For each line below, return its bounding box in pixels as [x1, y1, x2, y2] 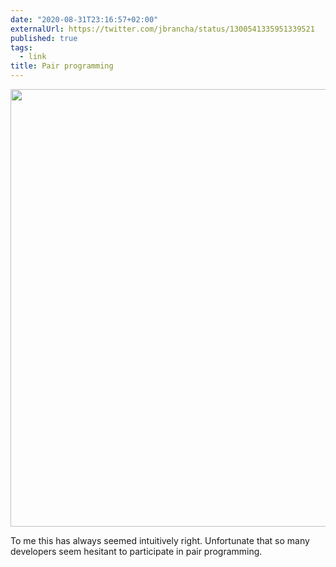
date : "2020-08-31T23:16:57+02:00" [10, 14, 159, 25]
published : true [10, 33, 78, 43]
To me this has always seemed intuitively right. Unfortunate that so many [10, 535, 310, 546]
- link [19, 52, 47, 62]
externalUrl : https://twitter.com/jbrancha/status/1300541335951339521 [10, 24, 315, 34]
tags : [10, 42, 33, 53]
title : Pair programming [10, 61, 114, 71]
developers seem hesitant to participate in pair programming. [10, 546, 263, 557]
